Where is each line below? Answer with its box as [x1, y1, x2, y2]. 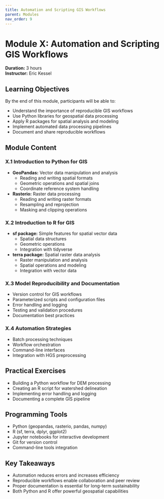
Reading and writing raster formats [19, 196, 91, 202]
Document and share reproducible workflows [12, 129, 106, 135]
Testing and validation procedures [12, 307, 83, 313]
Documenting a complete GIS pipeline [12, 396, 91, 402]
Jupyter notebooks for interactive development [12, 434, 110, 440]
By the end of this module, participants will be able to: [5, 98, 116, 104]
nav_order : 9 [5, 16, 32, 21]
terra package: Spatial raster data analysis [12, 252, 101, 258]
